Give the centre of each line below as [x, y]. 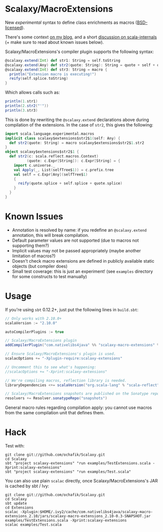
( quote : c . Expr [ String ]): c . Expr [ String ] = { [73, 161]
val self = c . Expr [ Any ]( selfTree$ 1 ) [51, 174]
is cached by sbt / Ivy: [27, 486]
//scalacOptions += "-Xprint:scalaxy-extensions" [56, 372]
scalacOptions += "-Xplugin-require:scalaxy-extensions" [64, 358]
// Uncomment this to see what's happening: [51, 367]
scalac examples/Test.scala [33, 525]
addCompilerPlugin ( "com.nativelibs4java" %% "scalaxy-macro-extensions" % [82, 345]
